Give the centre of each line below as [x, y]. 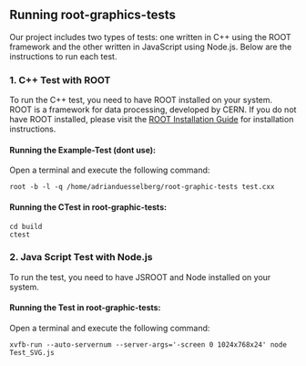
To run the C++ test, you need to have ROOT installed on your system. [141, 100]
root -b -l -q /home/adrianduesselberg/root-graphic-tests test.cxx [142, 187]
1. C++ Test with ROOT [60, 79]
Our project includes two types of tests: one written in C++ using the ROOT [150, 37]
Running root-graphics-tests [92, 15]
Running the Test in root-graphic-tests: [85, 308]
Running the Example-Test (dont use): [83, 150]
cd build [26, 226]
